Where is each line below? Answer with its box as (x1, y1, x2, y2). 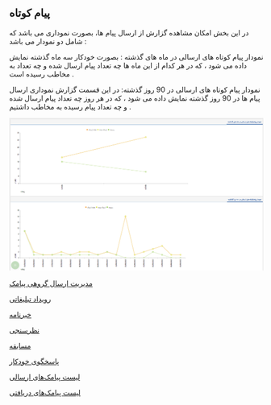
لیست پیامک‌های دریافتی (9, 387, 81, 397)
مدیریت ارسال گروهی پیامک (9, 278, 94, 288)
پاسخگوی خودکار (9, 356, 60, 366)
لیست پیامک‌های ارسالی (9, 372, 81, 382)
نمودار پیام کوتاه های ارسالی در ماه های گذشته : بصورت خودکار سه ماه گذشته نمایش (9, 52, 264, 61)
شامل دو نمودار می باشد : (9, 36, 87, 46)
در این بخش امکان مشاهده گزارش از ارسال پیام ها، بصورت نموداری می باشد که (9, 27, 249, 37)
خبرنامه (9, 309, 31, 319)
